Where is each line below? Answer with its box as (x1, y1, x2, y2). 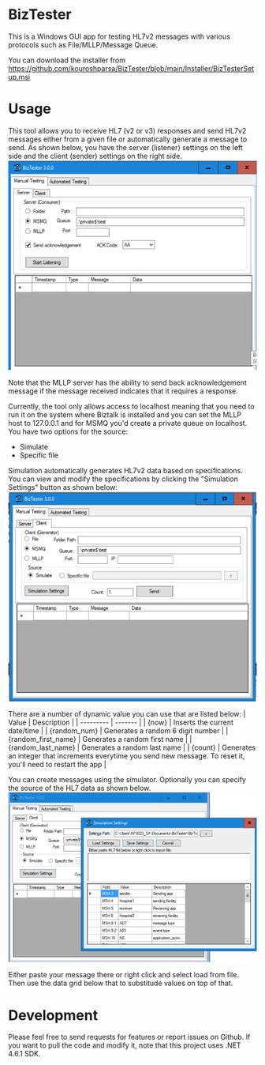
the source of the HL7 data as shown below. (8, 784, 151, 793)
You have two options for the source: (8, 427, 129, 436)
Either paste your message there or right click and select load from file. (8, 970, 239, 980)
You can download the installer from (8, 55, 126, 65)
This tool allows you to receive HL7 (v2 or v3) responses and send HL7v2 (8, 126, 247, 135)
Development (8, 1006, 99, 1024)
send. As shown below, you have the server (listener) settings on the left (8, 142, 243, 152)
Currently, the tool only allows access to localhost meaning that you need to (8, 401, 255, 412)
